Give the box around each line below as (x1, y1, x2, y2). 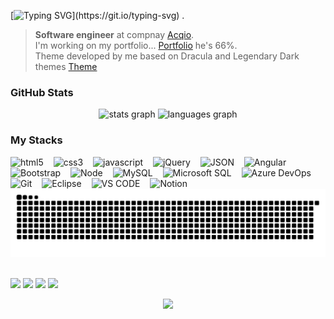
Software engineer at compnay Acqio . (34, 29, 195, 40)
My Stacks (10, 133, 63, 147)
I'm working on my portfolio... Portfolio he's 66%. (34, 40, 238, 51)
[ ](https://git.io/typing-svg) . (10, 10, 185, 21)
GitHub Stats (10, 85, 74, 99)
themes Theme (34, 61, 98, 72)
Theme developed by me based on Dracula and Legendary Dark (34, 50, 300, 62)
